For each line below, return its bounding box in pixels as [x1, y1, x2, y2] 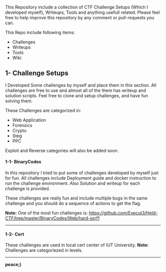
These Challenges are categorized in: [5, 107, 82, 113]
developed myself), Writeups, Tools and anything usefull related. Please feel [5, 9, 160, 15]
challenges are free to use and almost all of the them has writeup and [5, 87, 147, 93]
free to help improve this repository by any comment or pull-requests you [5, 15, 155, 20]
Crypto [12, 127, 27, 133]
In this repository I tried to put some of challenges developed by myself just [5, 170, 159, 176]
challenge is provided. [5, 186, 50, 192]
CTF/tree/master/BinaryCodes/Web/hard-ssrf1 [5, 215, 100, 221]
